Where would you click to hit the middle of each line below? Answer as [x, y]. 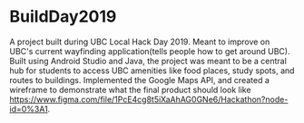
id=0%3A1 [29, 109]
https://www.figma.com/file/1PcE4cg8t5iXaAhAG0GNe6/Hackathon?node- [149, 99]
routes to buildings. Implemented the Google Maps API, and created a [140, 80]
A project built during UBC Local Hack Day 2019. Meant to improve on [140, 42]
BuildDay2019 [63, 17]
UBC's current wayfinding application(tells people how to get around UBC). [150, 51]
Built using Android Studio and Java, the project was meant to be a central [148, 61]
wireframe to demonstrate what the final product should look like [130, 90]
